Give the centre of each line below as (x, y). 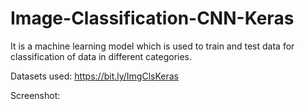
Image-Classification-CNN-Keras (152, 18)
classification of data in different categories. (101, 56)
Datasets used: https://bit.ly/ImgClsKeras (95, 76)
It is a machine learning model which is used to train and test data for (152, 46)
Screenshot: (35, 95)
